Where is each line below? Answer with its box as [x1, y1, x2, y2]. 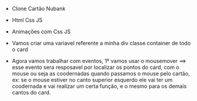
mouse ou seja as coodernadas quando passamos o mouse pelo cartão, [11, 70, 190, 77]
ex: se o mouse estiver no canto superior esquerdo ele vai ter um [11, 77, 172, 83]
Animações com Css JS [11, 28, 71, 35]
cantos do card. [11, 89, 51, 96]
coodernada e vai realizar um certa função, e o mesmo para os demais [11, 83, 187, 90]
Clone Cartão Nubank [11, 5, 66, 12]
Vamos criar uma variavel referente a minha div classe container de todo [11, 40, 191, 46]
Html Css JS [11, 17, 43, 23]
